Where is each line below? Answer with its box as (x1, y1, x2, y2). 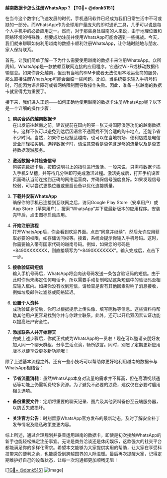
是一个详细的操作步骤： (5, 105, 53, 111)
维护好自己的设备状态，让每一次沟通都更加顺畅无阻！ (9, 457, 118, 463)
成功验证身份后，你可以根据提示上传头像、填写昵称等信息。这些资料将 (12, 306, 157, 312)
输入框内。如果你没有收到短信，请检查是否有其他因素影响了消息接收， (16, 283, 161, 289)
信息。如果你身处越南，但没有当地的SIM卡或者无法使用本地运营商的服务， (9, 70, 162, 75)
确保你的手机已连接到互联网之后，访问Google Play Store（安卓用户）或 (12, 200, 158, 205)
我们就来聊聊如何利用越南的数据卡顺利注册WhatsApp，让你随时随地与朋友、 (5, 40, 162, 46)
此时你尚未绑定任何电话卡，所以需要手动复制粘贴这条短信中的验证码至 (12, 277, 157, 282)
